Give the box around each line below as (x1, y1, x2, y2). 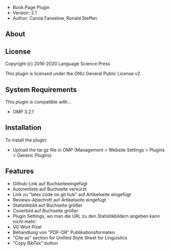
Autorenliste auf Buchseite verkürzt (12, 186, 87, 192)
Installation (5, 123, 42, 132)
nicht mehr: (12, 218, 37, 225)
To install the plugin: (5, 137, 48, 143)
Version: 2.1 (12, 10, 37, 16)
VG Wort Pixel (12, 224, 42, 230)
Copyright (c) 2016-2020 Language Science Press (5, 61, 111, 67)
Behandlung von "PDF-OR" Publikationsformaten (12, 229, 115, 235)
